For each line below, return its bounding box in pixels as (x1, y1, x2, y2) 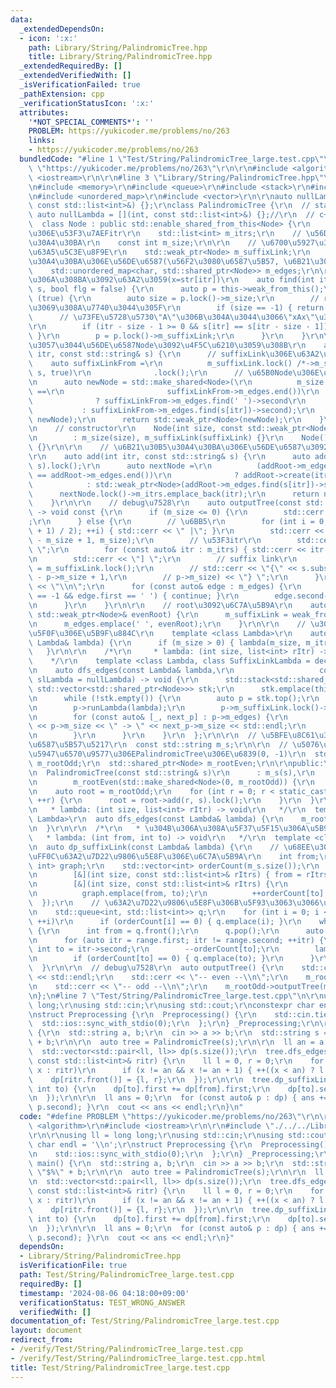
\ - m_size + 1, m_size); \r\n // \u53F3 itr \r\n (28, 535, 262, 545)
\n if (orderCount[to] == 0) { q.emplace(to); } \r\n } (28, 954, 315, 964)
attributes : (19, 107, 70, 118)
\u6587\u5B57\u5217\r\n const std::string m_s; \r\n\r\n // (28, 740, 288, 750)
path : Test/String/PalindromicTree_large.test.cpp (19, 1270, 235, 1280)
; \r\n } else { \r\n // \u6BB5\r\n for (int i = (28, 517, 315, 527)
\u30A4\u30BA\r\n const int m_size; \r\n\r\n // (28, 237, 257, 248)
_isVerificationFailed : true (19, 80, 141, 90)
